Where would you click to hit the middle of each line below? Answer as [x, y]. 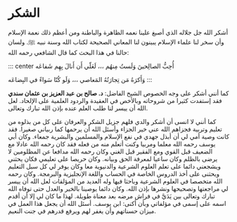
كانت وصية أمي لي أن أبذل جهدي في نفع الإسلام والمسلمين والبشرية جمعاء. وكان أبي [119, 136]
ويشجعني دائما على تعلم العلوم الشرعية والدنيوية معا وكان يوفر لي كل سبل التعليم [114, 166]
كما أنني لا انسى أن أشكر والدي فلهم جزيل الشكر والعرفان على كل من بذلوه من [112, 121]
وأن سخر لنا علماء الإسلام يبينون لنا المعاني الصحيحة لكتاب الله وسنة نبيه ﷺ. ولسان [116, 42]
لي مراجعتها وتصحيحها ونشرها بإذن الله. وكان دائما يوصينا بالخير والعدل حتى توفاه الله [118, 188]
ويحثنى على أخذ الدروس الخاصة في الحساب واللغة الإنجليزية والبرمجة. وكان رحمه [114, 174]
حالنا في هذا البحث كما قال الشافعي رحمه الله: [69, 52]
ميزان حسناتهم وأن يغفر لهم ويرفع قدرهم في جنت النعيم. [82, 211]
